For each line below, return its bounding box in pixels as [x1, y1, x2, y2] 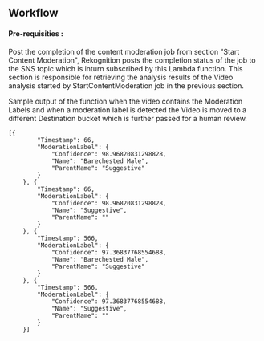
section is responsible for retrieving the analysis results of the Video [8, 72, 234, 82]
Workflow [8, 6, 59, 20]
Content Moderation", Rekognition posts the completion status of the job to [8, 55, 256, 65]
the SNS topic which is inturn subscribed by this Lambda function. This [8, 63, 243, 73]
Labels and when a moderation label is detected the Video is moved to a [8, 104, 247, 115]
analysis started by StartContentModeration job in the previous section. [8, 80, 245, 91]
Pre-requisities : [8, 28, 64, 39]
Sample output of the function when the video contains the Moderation [8, 96, 243, 106]
